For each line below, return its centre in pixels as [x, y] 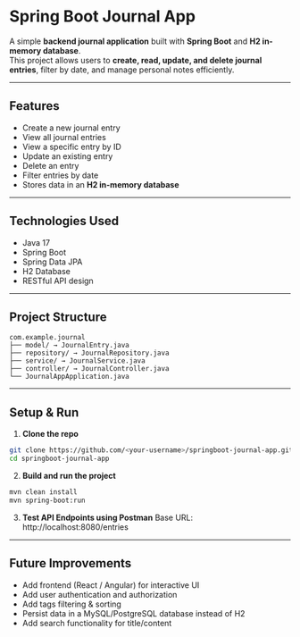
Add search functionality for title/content [97, 623]
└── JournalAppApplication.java [69, 377]
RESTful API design [58, 281]
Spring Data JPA [52, 262]
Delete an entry [50, 165]
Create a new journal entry [71, 128]
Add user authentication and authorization [100, 594]
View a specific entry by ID [72, 147]
